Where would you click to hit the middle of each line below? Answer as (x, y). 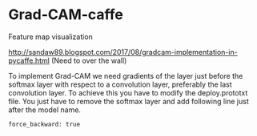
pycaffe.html (29, 60)
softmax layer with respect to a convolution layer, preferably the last (120, 84)
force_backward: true (44, 124)
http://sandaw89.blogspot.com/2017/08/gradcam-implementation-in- (123, 52)
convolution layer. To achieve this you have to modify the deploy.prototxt (128, 92)
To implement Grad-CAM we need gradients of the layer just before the (126, 76)
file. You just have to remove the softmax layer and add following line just (129, 101)
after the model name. (45, 110)
